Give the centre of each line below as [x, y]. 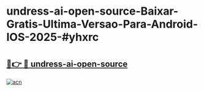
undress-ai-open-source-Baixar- [93, 11]
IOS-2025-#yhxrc [53, 37]
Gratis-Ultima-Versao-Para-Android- [102, 24]
